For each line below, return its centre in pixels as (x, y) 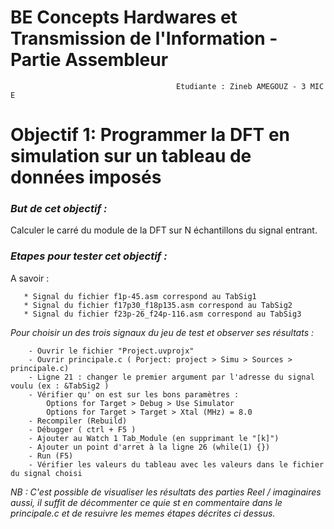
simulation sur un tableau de (131, 156)
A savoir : (30, 278)
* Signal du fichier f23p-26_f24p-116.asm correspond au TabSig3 (162, 314)
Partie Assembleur (89, 60)
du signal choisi (46, 473)
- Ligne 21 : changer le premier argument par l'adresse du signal (171, 377)
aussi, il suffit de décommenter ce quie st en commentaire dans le (146, 502)
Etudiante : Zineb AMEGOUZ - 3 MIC (250, 86)
